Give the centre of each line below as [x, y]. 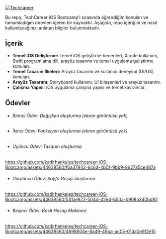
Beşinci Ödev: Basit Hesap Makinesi [49, 211]
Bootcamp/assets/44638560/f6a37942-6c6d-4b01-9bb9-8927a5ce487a [81, 167]
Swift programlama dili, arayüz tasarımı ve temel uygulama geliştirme [83, 61]
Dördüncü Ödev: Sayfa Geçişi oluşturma [54, 179]
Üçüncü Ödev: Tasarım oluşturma [47, 146]
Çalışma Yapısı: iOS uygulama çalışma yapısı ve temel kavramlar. [79, 87]
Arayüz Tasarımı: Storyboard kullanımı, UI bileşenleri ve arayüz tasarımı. [87, 82]
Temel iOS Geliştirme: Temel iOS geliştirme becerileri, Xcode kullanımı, [85, 55]
